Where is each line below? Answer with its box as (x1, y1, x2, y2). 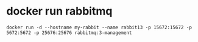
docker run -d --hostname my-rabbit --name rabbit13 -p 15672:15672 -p (6, 24, 192, 30)
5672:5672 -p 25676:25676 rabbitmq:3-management (6, 29, 132, 36)
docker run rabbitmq (6, 4, 113, 18)
